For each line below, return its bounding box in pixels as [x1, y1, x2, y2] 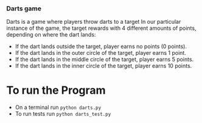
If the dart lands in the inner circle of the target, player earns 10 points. [15, 62, 192, 69]
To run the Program [6, 83, 106, 97]
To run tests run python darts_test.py [15, 110, 111, 118]
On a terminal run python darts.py [15, 104, 102, 111]
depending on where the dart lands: [6, 31, 96, 38]
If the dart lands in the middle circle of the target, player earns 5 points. [15, 56, 194, 63]
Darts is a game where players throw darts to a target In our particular [6, 18, 181, 26]
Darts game [6, 4, 41, 13]
